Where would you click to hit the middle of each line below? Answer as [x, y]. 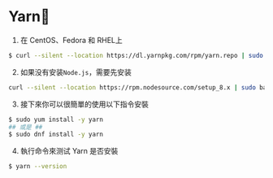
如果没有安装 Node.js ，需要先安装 [76, 72]
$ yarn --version [38, 167]
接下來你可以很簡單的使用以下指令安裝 [84, 104]
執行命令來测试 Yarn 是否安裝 [69, 151]
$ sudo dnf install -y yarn [56, 135]
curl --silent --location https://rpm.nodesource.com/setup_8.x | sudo [132, 87]
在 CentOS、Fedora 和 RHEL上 [71, 40]
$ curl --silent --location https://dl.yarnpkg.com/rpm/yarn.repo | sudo [136, 55]
